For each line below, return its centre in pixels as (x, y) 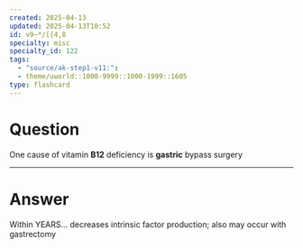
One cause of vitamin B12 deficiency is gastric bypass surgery (126, 154)
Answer (39, 199)
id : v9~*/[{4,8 (38, 34)
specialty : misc (40, 43)
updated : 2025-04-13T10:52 (60, 26)
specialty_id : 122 (44, 51)
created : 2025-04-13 (48, 18)
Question (44, 129)
